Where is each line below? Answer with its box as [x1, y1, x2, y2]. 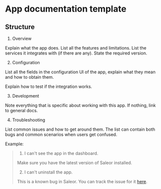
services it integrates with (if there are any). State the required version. [5, 50, 147, 56]
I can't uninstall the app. [24, 169, 73, 175]
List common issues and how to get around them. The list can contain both [5, 126, 155, 132]
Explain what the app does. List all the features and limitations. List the [5, 45, 146, 51]
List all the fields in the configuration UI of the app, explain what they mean [5, 69, 156, 75]
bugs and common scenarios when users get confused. [5, 132, 118, 137]
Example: [5, 141, 24, 147]
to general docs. [5, 108, 38, 113]
